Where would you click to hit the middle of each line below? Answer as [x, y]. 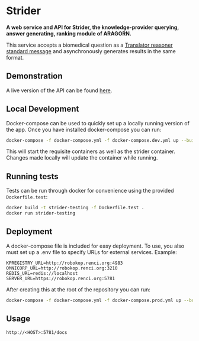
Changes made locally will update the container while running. [82, 158]
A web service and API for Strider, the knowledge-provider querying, [93, 27]
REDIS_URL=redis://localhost [42, 273]
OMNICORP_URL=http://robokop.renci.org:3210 [62, 268]
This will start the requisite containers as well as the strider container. [91, 151]
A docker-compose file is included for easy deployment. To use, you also [95, 246]
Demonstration [35, 76]
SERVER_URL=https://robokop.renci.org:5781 [61, 278]
